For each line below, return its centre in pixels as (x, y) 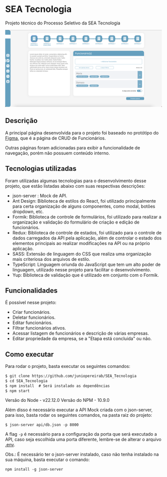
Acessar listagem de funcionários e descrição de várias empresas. (81, 333)
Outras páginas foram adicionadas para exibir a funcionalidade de (73, 147)
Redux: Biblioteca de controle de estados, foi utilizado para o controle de (87, 233)
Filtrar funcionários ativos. (39, 328)
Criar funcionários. (32, 312)
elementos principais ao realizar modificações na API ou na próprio (81, 243)
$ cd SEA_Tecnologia (27, 381)
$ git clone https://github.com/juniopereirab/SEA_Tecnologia (71, 376)
